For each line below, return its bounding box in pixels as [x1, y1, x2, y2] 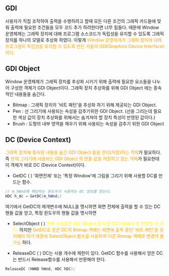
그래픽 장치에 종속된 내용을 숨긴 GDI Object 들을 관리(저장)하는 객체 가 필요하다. [5, 150, 161, 156]
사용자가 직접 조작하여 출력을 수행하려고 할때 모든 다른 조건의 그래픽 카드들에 [5, 18, 156, 24]
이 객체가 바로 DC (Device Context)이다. [5, 162, 86, 168]
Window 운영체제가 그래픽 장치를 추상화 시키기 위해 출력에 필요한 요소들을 [5, 78, 151, 85]
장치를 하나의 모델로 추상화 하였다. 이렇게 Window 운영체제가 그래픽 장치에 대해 [5, 37, 162, 43]
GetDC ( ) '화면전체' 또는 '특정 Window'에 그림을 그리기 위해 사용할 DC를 [12, 173, 158, 179]
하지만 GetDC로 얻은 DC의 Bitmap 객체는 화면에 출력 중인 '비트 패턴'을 [19, 227, 159, 233]
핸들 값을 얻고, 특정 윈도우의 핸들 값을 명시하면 [5, 210, 97, 216]
